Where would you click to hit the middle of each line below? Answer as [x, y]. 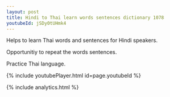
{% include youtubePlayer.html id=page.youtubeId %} [74, 76]
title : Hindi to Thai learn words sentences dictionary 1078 [85, 18]
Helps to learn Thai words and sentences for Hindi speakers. [82, 41]
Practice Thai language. [36, 64]
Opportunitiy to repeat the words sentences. [62, 52]
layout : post [23, 12]
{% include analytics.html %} [42, 87]
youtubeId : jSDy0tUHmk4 [36, 23]
